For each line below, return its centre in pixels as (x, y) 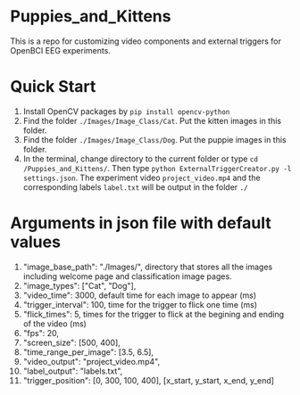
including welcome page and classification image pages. (127, 276)
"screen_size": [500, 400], (72, 342)
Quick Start (53, 87)
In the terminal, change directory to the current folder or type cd (140, 159)
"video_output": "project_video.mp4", (91, 361)
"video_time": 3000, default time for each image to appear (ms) (140, 295)
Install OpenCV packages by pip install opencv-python (126, 111)
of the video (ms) (55, 324)
